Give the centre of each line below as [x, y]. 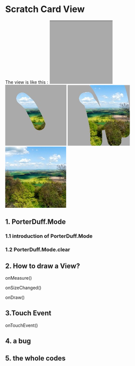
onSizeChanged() [23, 288]
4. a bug [18, 341]
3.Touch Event [28, 313]
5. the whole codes [35, 358]
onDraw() [15, 297]
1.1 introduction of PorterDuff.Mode [49, 236]
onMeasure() [19, 278]
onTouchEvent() [22, 325]
